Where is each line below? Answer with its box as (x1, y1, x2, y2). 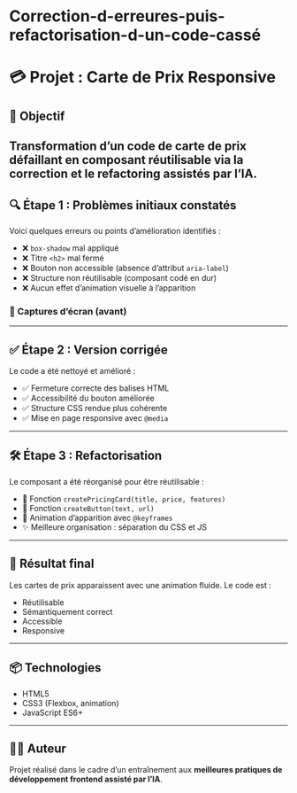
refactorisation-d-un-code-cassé (9, 25, 262, 45)
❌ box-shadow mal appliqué (21, 242, 119, 253)
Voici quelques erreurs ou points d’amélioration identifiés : (9, 225, 221, 236)
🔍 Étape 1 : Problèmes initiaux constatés (9, 198, 237, 213)
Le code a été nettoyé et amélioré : (9, 366, 136, 377)
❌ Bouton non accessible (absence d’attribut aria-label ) (21, 262, 230, 273)
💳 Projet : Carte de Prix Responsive (9, 67, 277, 88)
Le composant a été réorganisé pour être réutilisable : (9, 476, 205, 486)
